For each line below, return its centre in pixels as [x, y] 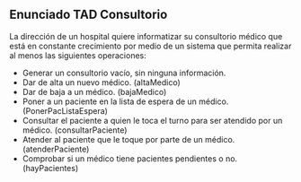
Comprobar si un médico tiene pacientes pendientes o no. [130, 158]
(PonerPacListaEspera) [65, 110]
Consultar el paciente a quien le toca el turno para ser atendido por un [152, 120]
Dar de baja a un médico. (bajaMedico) [94, 91]
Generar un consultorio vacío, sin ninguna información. [124, 73]
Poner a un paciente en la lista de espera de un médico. [125, 101]
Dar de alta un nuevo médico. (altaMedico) [102, 82]
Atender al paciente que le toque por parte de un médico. [128, 139]
